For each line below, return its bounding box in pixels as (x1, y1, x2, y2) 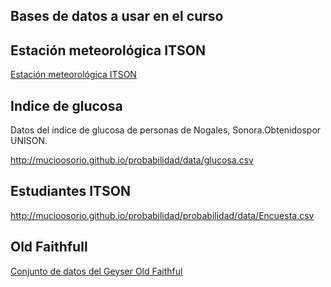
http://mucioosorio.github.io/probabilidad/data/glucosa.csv (10, 154, 254, 166)
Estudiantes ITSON (10, 183, 131, 200)
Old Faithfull (10, 239, 88, 256)
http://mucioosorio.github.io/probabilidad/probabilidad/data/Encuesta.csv (10, 209, 315, 221)
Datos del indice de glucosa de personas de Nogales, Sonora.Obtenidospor (10, 124, 322, 136)
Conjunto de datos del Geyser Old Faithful (10, 265, 183, 277)
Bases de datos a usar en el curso (10, 8, 224, 25)
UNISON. (10, 135, 48, 147)
